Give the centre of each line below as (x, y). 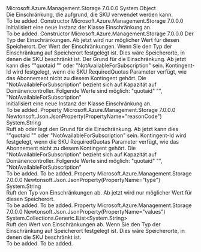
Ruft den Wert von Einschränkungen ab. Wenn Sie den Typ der (83, 224)
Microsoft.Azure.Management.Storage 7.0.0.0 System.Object (81, 8)
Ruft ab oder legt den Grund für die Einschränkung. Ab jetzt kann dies (92, 129)
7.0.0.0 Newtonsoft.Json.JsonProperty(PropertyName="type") (83, 180)
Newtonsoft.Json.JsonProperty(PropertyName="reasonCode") (84, 116)
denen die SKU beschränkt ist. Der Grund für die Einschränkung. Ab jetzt (96, 59)
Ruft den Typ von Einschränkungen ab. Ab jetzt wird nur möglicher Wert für (99, 192)
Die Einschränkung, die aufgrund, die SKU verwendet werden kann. (89, 14)
